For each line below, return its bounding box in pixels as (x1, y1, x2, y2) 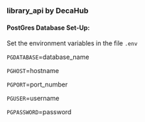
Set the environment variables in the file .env (6, 39, 138, 48)
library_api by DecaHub (6, 6, 89, 16)
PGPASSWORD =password (6, 108, 72, 116)
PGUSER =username (6, 94, 60, 103)
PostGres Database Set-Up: (6, 23, 90, 32)
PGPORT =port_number (6, 80, 68, 89)
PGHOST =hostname (6, 67, 60, 75)
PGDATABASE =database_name (6, 52, 90, 62)
